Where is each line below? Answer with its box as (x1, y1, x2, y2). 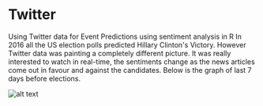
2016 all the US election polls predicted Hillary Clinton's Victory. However (8, 40, 246, 49)
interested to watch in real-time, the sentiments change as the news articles (8, 57, 255, 66)
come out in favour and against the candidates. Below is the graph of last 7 (8, 65, 252, 74)
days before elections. (8, 74, 81, 83)
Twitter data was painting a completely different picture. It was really (8, 48, 231, 58)
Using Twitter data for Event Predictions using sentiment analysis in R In (8, 32, 242, 41)
